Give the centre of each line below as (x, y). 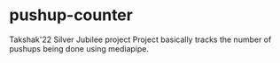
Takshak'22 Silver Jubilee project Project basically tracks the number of (140, 39)
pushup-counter (71, 15)
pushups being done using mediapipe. (79, 48)
